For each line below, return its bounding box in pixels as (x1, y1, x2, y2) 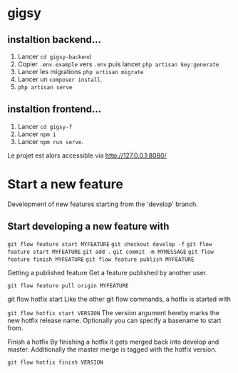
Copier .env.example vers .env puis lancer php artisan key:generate (17, 60, 219, 68)
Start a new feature (7, 176, 123, 192)
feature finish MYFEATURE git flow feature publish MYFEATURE (7, 255, 195, 263)
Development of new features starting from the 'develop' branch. (7, 200, 198, 208)
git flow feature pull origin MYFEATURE (7, 282, 130, 290)
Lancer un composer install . (17, 75, 103, 83)
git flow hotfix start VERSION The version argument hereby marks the (7, 308, 219, 317)
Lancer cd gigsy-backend (17, 52, 91, 61)
